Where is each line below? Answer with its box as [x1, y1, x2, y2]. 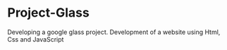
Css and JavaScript [7, 35, 64, 43]
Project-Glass [7, 5, 90, 21]
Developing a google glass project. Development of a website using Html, [7, 28, 221, 36]
